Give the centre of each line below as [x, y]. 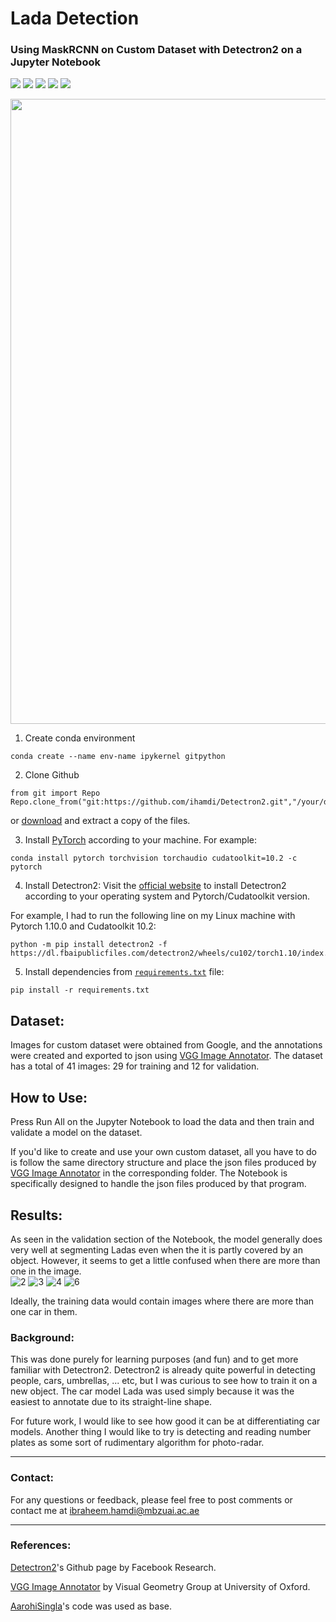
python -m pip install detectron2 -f [89, 945]
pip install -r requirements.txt [80, 990]
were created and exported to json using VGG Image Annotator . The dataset [166, 1056]
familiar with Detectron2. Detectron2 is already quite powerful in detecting [163, 1370]
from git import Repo [55, 793]
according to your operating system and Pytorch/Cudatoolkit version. [167, 896]
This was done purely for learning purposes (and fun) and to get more [154, 1359]
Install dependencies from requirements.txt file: [124, 972]
